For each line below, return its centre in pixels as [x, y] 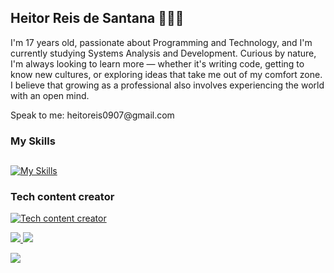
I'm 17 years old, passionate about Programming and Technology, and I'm [161, 42]
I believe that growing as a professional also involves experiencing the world [167, 85]
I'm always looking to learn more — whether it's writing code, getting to [157, 63]
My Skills [33, 141]
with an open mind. [50, 95]
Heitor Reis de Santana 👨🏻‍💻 [97, 18]
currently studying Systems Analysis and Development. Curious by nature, [163, 53]
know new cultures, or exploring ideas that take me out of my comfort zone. [166, 74]
